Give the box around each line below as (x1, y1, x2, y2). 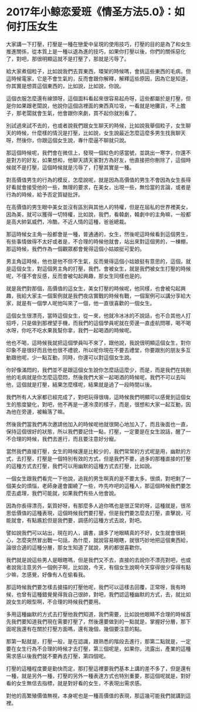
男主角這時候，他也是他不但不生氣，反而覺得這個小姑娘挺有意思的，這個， (6, 258, 186, 265)
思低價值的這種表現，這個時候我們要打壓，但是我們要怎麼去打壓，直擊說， (6, 509, 186, 517)
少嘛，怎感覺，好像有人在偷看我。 (6, 571, 89, 578)
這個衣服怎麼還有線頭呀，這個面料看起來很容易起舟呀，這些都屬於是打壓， (6, 95, 186, 102)
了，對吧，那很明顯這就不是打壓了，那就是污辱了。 (6, 55, 130, 62)
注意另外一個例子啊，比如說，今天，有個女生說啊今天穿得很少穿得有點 (21, 563, 191, 571)
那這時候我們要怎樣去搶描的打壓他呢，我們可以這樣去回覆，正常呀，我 (6, 583, 176, 590)
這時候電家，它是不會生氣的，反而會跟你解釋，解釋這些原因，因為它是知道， (6, 75, 191, 82)
